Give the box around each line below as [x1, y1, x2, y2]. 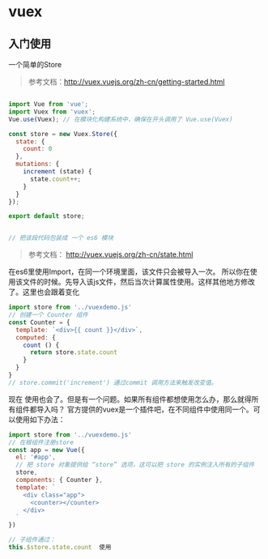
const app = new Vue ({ [8, 446, 85, 454]
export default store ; [8, 212, 85, 220]
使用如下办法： [15, 414, 66, 424]
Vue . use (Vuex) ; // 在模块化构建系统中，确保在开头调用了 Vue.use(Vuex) [8, 115, 233, 123]
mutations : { [15, 160, 60, 169]
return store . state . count [29, 348, 117, 356]
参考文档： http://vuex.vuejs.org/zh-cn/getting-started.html [28, 77, 225, 87]
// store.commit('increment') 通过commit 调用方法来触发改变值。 [8, 378, 218, 386]
